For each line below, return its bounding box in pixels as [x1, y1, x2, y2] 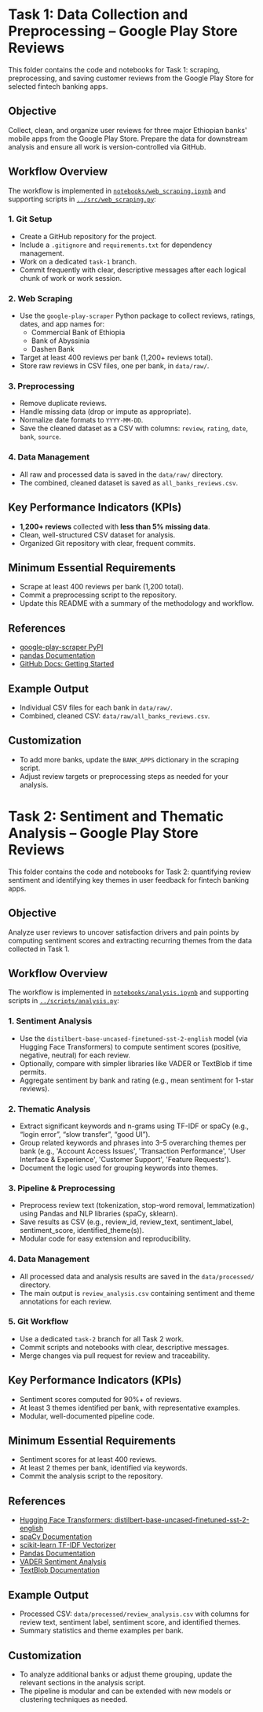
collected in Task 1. [8, 944, 70, 954]
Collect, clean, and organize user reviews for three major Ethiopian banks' [8, 125, 247, 135]
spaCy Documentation [19, 1532, 93, 1541]
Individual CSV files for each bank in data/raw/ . [19, 703, 173, 712]
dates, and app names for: [19, 319, 105, 329]
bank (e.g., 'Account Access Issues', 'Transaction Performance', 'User [19, 1146, 246, 1156]
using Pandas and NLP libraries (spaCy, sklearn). [19, 1209, 178, 1219]
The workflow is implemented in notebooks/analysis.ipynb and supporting [8, 987, 250, 997]
